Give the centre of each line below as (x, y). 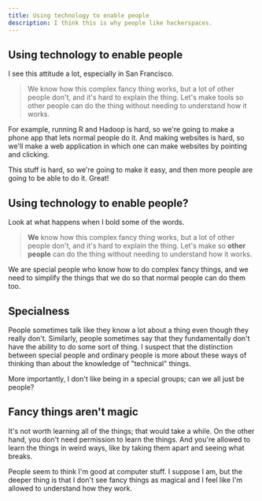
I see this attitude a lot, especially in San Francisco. (91, 74)
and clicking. (29, 155)
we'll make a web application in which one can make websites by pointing (128, 146)
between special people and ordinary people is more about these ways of (127, 355)
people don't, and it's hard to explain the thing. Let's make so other (137, 246)
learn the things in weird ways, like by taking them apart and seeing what (126, 447)
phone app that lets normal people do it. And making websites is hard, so (127, 138)
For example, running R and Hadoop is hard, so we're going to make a (121, 129)
